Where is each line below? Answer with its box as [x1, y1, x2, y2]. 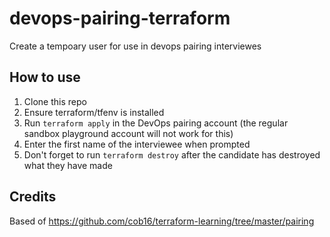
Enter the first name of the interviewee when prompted [23, 138, 251, 150]
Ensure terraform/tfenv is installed [23, 106, 165, 118]
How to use [9, 69, 81, 86]
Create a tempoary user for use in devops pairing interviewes [9, 40, 262, 52]
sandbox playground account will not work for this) [23, 127, 234, 139]
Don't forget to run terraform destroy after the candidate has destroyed [23, 148, 321, 161]
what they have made [23, 159, 113, 171]
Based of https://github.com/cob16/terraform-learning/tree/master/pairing [9, 215, 315, 227]
